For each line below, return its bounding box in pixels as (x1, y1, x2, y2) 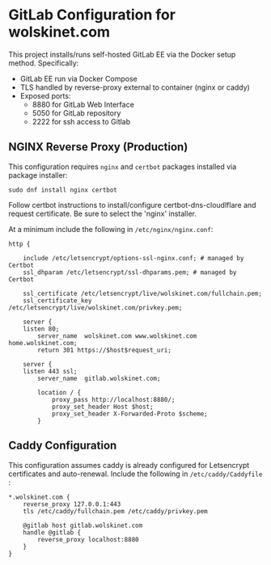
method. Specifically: (8, 58, 79, 68)
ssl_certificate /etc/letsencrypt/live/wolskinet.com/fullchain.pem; (23, 289, 263, 297)
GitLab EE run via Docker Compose (19, 74, 138, 83)
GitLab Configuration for (8, 6, 176, 24)
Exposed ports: (19, 91, 71, 100)
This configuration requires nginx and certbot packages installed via (8, 162, 237, 171)
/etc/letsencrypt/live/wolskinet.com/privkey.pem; (8, 303, 183, 312)
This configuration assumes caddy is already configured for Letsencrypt (8, 460, 250, 470)
